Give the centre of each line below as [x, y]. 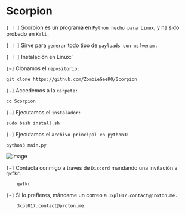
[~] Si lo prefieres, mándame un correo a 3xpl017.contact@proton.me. [92, 195]
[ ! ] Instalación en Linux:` [40, 57]
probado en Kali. [28, 33]
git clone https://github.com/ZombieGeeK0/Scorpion [72, 79]
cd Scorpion [21, 101]
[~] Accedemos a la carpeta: [42, 90]
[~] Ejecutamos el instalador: [44, 112]
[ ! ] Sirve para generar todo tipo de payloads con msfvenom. [82, 45]
